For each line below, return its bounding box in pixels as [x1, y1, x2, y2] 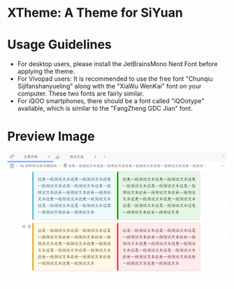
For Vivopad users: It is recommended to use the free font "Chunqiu [17, 75, 213, 83]
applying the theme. [17, 68, 75, 76]
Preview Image [7, 129, 96, 144]
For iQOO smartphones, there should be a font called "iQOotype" [17, 97, 205, 105]
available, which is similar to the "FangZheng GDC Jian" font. [17, 104, 193, 113]
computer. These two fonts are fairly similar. [17, 89, 145, 98]
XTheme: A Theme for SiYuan [7, 5, 183, 21]
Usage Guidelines [7, 37, 112, 53]
